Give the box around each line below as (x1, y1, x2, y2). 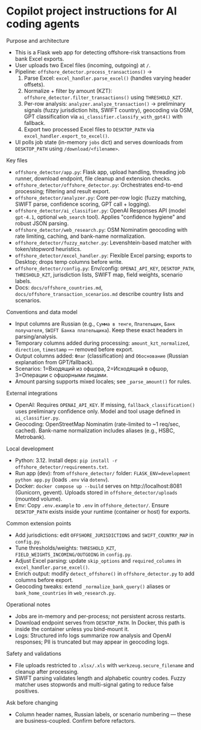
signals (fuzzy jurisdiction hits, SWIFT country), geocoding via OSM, (23, 106, 194, 114)
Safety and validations (6, 650, 61, 657)
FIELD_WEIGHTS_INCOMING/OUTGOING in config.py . (14, 551, 132, 558)
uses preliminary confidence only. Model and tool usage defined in (14, 408, 181, 415)
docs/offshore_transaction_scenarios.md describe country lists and (14, 290, 184, 297)
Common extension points (6, 519, 72, 527)
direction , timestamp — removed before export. (14, 345, 134, 353)
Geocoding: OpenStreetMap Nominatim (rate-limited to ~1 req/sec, (14, 420, 181, 427)
